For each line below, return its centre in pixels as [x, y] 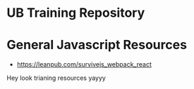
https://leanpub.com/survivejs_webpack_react [84, 64]
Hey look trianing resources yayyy [56, 78]
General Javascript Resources [97, 45]
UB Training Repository [76, 13]
